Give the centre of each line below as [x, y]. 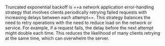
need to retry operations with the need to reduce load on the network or [79, 23]
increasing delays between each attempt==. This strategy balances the [78, 17]
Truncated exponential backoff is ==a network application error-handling [80, 7]
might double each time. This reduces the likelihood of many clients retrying [83, 33]
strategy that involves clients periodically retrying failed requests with [76, 12]
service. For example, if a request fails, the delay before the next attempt [79, 28]
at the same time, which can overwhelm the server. [57, 38]
